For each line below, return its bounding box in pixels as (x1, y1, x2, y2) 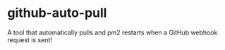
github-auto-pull (7, 5, 107, 21)
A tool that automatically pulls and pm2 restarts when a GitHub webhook (7, 28, 218, 37)
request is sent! (7, 35, 53, 44)
